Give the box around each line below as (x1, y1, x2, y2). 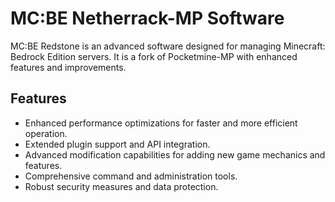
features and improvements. (10, 61, 127, 73)
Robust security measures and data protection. (24, 180, 219, 192)
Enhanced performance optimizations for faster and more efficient (24, 117, 298, 129)
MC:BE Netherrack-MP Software (10, 7, 285, 30)
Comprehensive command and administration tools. (24, 170, 238, 182)
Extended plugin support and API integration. (24, 138, 211, 150)
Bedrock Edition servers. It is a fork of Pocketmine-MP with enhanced (10, 50, 298, 62)
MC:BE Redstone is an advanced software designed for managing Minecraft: (10, 40, 326, 52)
